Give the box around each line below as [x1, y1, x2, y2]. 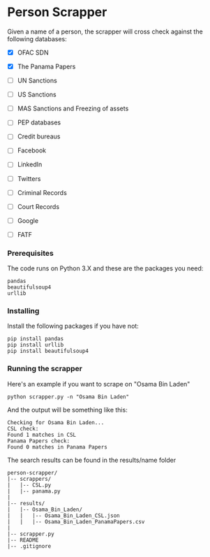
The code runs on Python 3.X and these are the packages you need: [7, 264, 204, 273]
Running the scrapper [7, 364, 82, 374]
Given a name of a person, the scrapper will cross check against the [7, 27, 204, 36]
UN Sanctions [17, 76, 57, 85]
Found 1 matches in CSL [7, 431, 77, 438]
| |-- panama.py [7, 487, 61, 495]
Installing [7, 306, 40, 316]
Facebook [17, 146, 47, 154]
